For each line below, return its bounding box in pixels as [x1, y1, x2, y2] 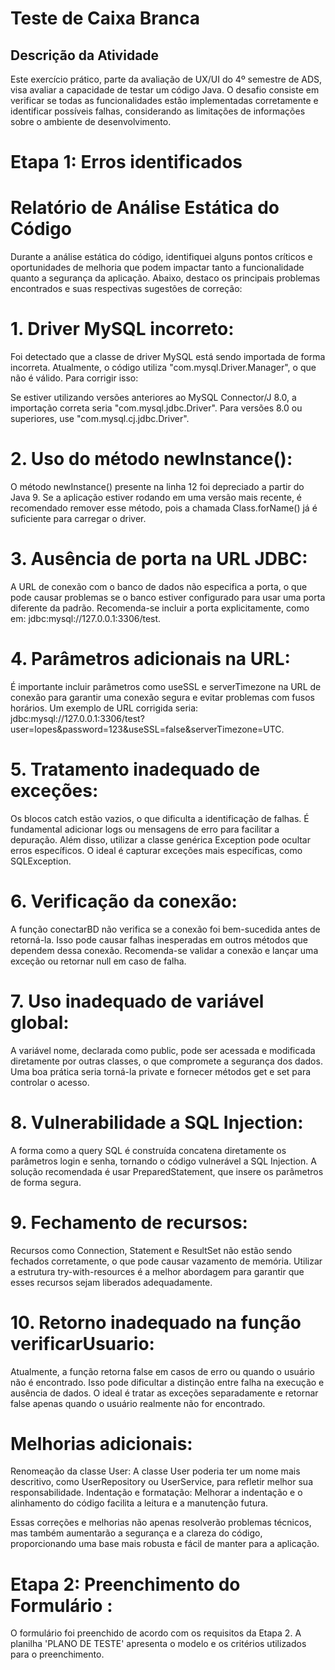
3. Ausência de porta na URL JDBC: [10, 548, 308, 571]
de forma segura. [10, 1176, 82, 1188]
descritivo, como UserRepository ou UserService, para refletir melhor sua [10, 1476, 313, 1488]
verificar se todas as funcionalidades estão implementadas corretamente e [10, 95, 319, 106]
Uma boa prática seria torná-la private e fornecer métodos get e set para [10, 1065, 312, 1077]
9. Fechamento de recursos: [10, 1211, 248, 1234]
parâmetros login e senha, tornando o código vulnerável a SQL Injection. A [10, 1155, 317, 1167]
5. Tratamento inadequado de [10, 758, 261, 781]
